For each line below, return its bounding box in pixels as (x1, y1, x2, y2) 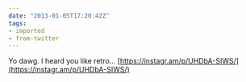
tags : (8, 19, 27, 27)
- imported (8, 27, 45, 35)
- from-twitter (8, 34, 60, 43)
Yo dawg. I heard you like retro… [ (8, 56, 121, 66)
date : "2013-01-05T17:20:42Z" (8, 11, 110, 20)
